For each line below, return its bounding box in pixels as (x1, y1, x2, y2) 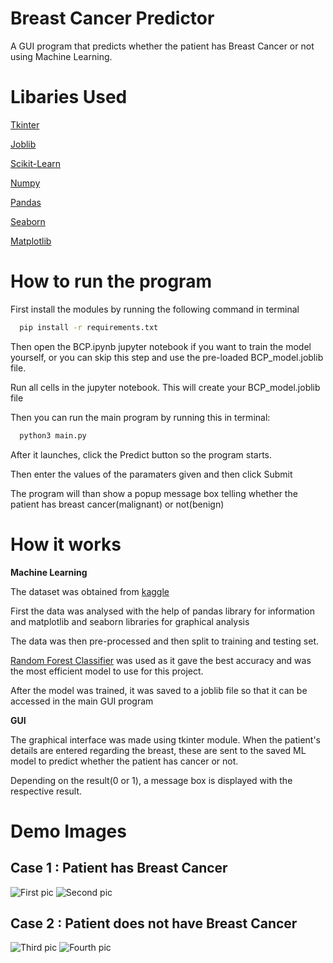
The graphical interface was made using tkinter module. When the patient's (10, 733, 321, 746)
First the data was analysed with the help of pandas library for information (10, 605, 315, 617)
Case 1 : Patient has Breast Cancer (10, 860, 228, 877)
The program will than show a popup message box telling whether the (10, 487, 298, 499)
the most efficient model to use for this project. (10, 665, 204, 677)
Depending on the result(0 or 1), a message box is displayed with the (10, 774, 293, 786)
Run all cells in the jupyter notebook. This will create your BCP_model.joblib (10, 381, 321, 393)
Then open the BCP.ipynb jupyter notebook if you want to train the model (10, 340, 312, 352)
